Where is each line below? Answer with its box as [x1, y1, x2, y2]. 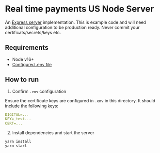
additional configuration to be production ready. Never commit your [5, 24, 140, 30]
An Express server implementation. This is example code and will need [5, 19, 146, 25]
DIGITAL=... [5, 112, 29, 117]
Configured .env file [12, 61, 52, 67]
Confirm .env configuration [12, 88, 66, 94]
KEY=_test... [5, 117, 32, 122]
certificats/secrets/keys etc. [5, 29, 61, 35]
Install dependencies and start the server [12, 130, 95, 136]
